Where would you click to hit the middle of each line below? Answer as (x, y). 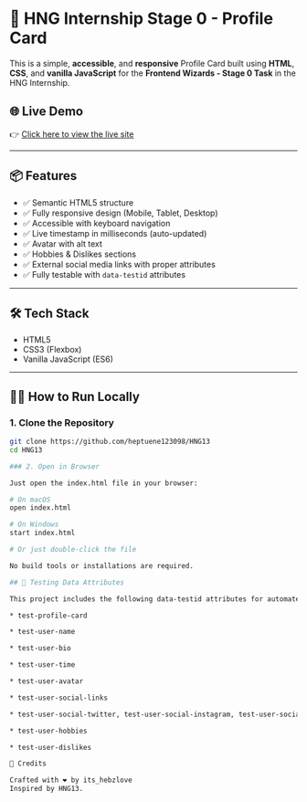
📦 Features (43, 176)
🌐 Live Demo (47, 112)
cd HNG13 (26, 450)
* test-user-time (42, 665)
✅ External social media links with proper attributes (119, 264)
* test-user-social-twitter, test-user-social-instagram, (122, 714)
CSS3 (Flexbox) (52, 350)
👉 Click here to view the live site (72, 134)
